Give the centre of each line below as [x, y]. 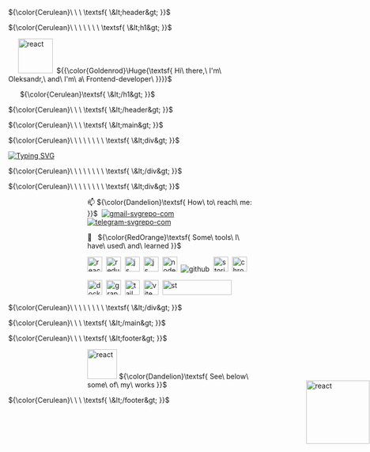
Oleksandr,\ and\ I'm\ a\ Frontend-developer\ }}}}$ [90, 79]
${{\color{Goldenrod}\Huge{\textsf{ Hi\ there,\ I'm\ [139, 70]
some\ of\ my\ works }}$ [127, 385]
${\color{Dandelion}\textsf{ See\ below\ [183, 376]
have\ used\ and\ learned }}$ [134, 246]
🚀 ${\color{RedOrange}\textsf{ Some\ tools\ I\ [163, 237]
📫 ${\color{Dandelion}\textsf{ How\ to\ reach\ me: [170, 202]
